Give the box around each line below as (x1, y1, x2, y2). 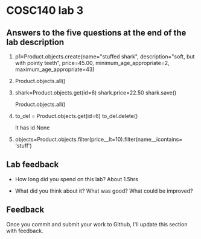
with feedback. (6, 227, 43, 234)
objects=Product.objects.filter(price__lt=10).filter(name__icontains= (14, 136, 183, 143)
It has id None (14, 124, 50, 131)
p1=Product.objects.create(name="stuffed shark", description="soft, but (14, 53, 195, 60)
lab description (6, 37, 65, 47)
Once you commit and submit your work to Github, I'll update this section (6, 220, 188, 228)
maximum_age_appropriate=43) (14, 66, 95, 73)
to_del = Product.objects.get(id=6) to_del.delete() (14, 113, 138, 119)
